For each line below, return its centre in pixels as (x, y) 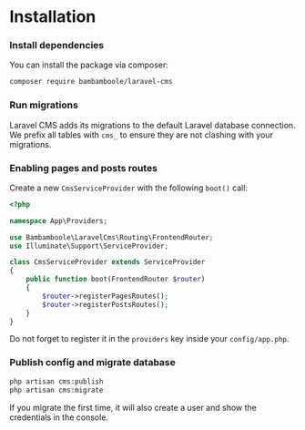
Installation (53, 17)
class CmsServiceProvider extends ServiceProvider (107, 262)
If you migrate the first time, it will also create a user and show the (133, 407)
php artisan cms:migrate (56, 390)
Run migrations (44, 105)
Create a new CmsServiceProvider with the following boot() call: (129, 188)
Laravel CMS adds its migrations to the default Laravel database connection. (152, 125)
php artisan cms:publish (56, 381)
